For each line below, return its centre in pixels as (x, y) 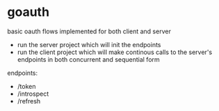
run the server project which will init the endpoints (89, 44)
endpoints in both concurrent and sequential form (88, 59)
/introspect (33, 94)
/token (26, 86)
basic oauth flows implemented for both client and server (89, 31)
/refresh (29, 101)
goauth (29, 12)
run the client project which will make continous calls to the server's (115, 52)
